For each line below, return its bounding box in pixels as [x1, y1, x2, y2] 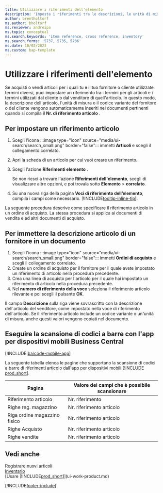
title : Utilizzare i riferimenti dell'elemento [5, 7, 103, 12]
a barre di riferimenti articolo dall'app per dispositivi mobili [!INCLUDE [5, 365, 144, 371]
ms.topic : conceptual [5, 30, 49, 34]
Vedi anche [5, 450, 40, 459]
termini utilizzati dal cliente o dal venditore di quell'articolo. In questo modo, [5, 95, 156, 101]
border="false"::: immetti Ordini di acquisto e [65, 255, 156, 261]
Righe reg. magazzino [7, 404, 57, 411]
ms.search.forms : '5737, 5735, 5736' [5, 39, 81, 44]
